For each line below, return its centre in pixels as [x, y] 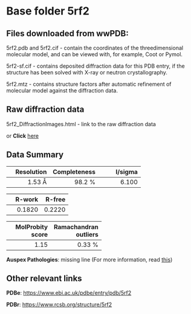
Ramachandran [76, 226]
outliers [87, 234]
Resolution [31, 171]
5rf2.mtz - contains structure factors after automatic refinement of [89, 84]
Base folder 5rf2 [48, 11]
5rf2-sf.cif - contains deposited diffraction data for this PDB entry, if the [96, 66]
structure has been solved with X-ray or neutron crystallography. [87, 72]
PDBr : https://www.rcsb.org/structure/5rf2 [59, 305]
